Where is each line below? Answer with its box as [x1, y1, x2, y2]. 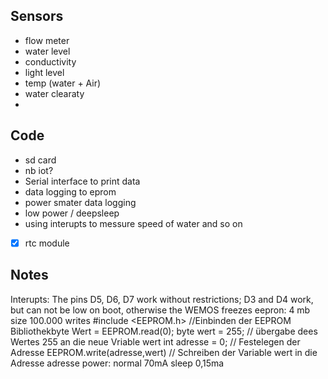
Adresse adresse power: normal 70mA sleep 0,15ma [10, 357, 225, 369]
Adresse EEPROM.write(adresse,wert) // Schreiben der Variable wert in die [10, 346, 318, 358]
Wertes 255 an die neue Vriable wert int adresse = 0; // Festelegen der [10, 335, 301, 348]
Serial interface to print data [24, 175, 141, 187]
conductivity [24, 55, 77, 68]
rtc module [24, 237, 70, 249]
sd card [24, 154, 57, 166]
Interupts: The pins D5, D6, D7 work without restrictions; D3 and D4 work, [10, 293, 314, 305]
